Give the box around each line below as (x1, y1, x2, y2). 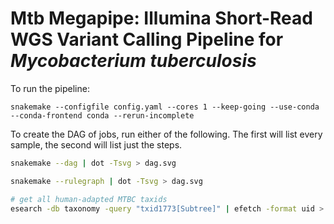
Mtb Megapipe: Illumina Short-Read (10, 7, 313, 30)
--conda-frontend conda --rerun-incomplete (10, 110, 195, 121)
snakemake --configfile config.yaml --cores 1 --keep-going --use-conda (10, 102, 320, 112)
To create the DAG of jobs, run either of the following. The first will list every (10, 128, 323, 140)
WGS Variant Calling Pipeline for (10, 28, 284, 51)
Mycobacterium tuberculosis (10, 50, 257, 72)
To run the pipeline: (10, 82, 90, 94)
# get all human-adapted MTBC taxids (10, 194, 168, 204)
